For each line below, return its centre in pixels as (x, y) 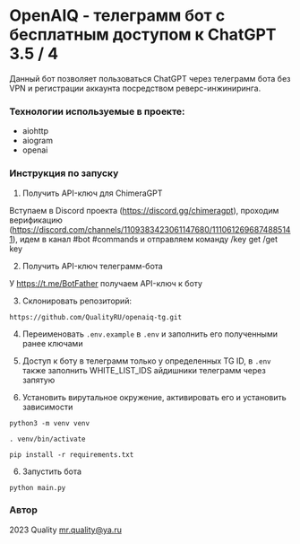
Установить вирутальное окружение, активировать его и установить (154, 397)
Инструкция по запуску (64, 173)
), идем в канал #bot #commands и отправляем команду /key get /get (145, 239)
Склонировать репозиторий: (77, 301)
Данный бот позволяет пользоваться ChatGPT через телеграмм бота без (150, 78)
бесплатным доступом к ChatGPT (143, 35)
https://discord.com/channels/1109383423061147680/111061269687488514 (151, 229)
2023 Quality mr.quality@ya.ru (66, 530)
